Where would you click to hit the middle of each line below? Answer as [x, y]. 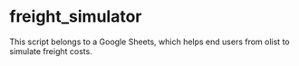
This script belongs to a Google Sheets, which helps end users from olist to [149, 42]
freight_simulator [76, 17]
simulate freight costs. [51, 51]
